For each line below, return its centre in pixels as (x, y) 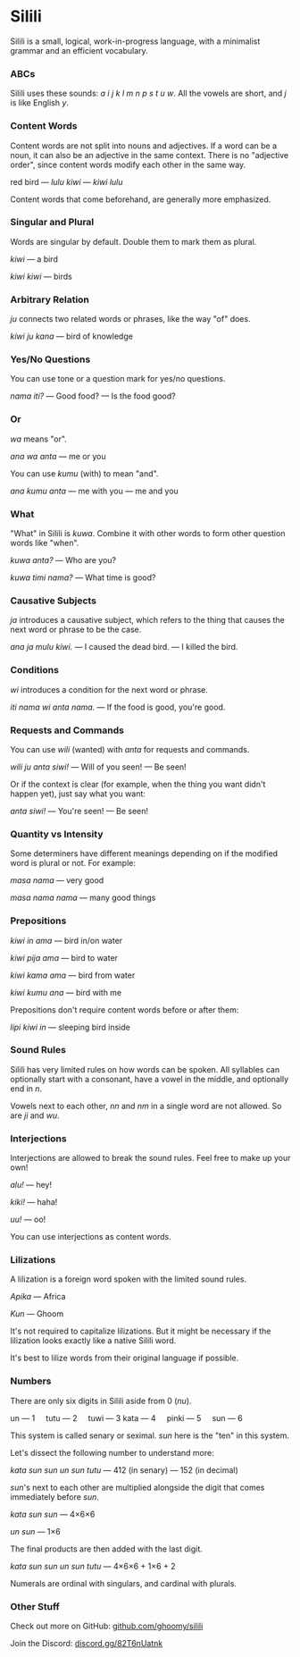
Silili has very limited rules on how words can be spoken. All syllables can (145, 1069)
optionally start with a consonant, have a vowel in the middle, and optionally (150, 1079)
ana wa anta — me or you (58, 456)
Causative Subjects (54, 601)
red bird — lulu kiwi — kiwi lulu (67, 181)
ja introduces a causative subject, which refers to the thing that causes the (147, 620)
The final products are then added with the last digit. (107, 1549)
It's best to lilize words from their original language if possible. (125, 1358)
